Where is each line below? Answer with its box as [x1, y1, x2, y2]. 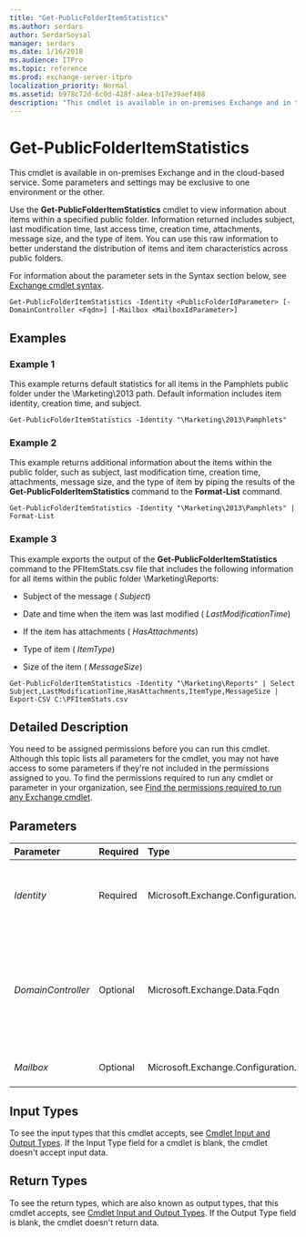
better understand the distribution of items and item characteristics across [9, 243, 289, 254]
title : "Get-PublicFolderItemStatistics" [9, 13, 169, 23]
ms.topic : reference [9, 65, 88, 74]
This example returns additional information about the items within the [9, 457, 272, 468]
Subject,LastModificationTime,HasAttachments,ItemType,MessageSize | [9, 687, 280, 696]
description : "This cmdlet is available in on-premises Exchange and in [9, 97, 291, 107]
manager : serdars [9, 38, 76, 48]
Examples [9, 330, 66, 346]
